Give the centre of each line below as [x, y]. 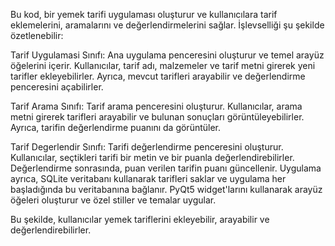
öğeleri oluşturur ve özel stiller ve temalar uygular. [113, 200]
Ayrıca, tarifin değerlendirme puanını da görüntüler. [116, 127]
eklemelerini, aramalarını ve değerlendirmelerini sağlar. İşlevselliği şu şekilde [167, 25]
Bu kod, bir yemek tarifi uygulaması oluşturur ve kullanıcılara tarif [144, 14]
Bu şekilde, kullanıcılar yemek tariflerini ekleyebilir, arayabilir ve [140, 219]
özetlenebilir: [37, 35]
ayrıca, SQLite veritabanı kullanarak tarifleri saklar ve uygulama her [148, 178]
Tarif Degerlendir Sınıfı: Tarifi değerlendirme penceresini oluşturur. [147, 147]
